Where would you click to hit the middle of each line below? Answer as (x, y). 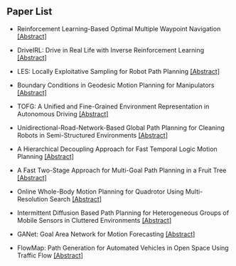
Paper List (29, 12)
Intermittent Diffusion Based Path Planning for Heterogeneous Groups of (123, 213)
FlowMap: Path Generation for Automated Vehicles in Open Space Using (123, 248)
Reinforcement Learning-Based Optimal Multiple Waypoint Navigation (119, 28)
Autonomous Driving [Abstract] (63, 113)
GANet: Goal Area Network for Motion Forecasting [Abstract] (106, 234)
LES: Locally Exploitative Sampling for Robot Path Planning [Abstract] (118, 71)
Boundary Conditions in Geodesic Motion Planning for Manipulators (116, 85)
